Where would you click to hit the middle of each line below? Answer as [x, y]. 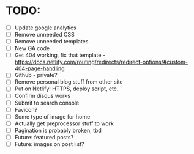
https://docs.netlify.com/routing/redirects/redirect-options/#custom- [101, 62]
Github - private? [36, 75]
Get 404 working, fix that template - [60, 55]
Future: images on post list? [49, 144]
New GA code [32, 48]
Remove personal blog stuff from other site [69, 82]
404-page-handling [39, 68]
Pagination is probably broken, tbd [58, 130]
